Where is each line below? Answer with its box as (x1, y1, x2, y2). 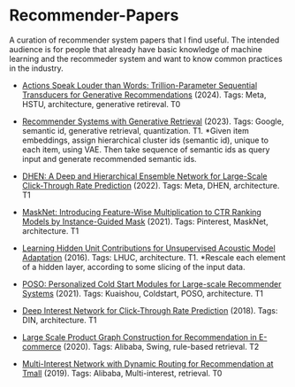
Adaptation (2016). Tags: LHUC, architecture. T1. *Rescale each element (21, 252, 286, 262)
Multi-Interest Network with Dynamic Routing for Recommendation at (21, 358, 274, 368)
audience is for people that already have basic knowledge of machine (9, 43, 263, 54)
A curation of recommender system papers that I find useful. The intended (9, 35, 280, 45)
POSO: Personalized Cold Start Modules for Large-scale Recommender (21, 278, 282, 289)
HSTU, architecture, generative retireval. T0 (21, 98, 181, 109)
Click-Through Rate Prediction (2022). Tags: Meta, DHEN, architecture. (21, 180, 280, 190)
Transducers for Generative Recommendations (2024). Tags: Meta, (21, 89, 267, 100)
